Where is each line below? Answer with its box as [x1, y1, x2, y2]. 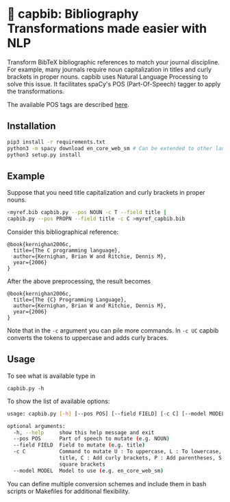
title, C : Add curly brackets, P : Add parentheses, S [59, 455, 222, 462]
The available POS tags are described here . [7, 100, 130, 108]
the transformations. [7, 87, 65, 95]
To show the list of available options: [7, 397, 110, 405]
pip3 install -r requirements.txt [7, 139, 106, 145]
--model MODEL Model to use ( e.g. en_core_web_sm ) [13, 467, 164, 474]
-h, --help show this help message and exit [13, 429, 155, 436]
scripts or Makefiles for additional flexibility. [7, 487, 130, 495]
